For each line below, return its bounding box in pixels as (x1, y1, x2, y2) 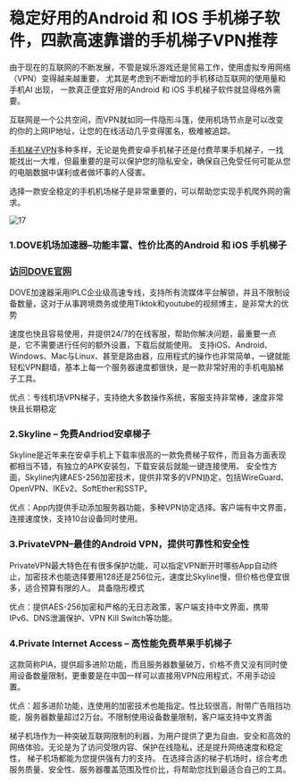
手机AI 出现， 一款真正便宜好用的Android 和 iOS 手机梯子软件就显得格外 (9, 84, 274, 95)
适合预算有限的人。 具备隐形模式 (24, 582, 145, 593)
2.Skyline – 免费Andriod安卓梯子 (9, 428, 152, 441)
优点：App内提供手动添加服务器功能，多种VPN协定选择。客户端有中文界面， (9, 502, 291, 513)
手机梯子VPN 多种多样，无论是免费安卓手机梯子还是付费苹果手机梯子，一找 (9, 144, 284, 155)
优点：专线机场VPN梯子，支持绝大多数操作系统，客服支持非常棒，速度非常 (9, 392, 284, 403)
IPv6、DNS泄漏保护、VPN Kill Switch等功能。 (9, 612, 178, 623)
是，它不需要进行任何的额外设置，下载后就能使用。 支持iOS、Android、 (9, 340, 272, 350)
